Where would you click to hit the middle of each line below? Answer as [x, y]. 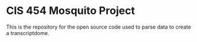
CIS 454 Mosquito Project [70, 11]
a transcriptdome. [28, 33]
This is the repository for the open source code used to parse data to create [98, 27]
